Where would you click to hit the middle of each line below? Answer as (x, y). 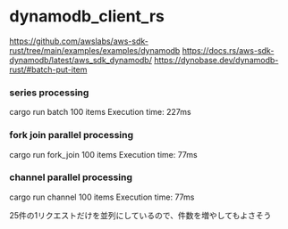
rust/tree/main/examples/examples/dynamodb (95, 50)
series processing (49, 93)
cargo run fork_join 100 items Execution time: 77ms (104, 154)
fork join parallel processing (72, 135)
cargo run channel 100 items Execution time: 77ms (102, 197)
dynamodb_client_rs (87, 16)
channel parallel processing (71, 177)
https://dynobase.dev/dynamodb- (216, 60)
